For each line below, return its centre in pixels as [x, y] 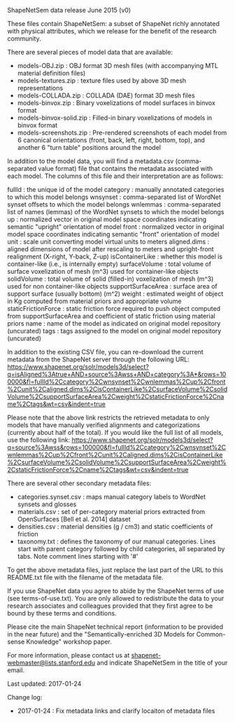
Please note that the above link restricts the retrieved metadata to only [108, 417]
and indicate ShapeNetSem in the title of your [162, 662]
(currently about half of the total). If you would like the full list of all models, [115, 432]
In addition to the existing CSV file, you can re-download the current [106, 352]
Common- [211, 634]
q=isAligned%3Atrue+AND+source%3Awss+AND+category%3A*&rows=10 [117, 374]
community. [24, 39]
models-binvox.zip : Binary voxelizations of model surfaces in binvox [116, 103]
